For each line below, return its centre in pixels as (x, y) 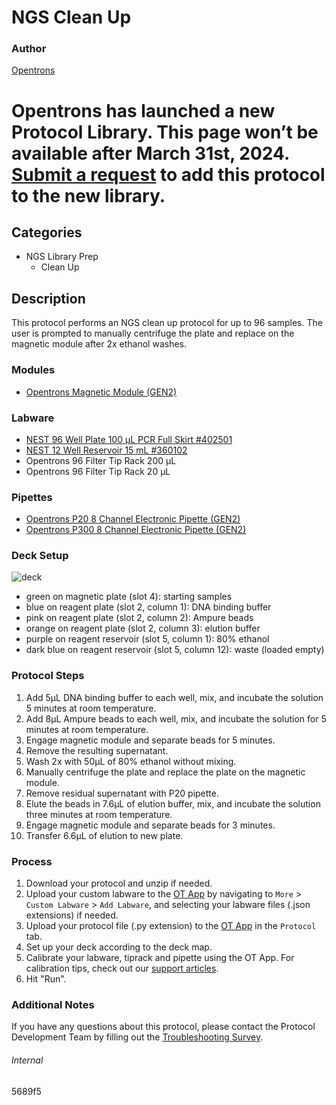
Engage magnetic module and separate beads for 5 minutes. (150, 740)
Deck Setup (40, 556)
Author (29, 49)
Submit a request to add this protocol (168, 174)
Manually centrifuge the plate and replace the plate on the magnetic (165, 772)
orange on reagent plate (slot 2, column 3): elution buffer (143, 628)
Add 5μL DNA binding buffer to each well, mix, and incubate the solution (174, 697)
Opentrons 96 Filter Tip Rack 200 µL (101, 460)
